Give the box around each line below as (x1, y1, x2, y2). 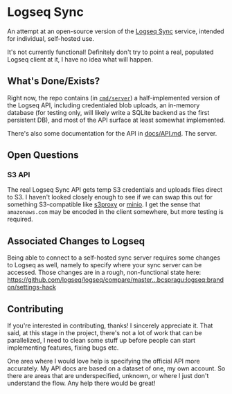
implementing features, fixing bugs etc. (7, 343, 119, 352)
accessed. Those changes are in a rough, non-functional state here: (7, 268, 202, 277)
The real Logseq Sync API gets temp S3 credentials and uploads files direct (7, 186, 223, 194)
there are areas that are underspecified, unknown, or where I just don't (7, 372, 209, 380)
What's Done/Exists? (7, 75, 100, 87)
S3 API (7, 170, 30, 180)
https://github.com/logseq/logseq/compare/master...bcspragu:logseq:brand (7, 276, 224, 284)
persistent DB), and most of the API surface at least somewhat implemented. (7, 116, 226, 124)
